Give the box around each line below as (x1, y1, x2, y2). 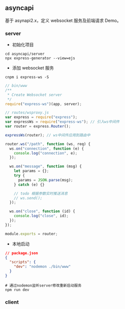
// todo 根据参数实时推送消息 (14, 191, 68, 196)
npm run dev (5, 287, 29, 292)
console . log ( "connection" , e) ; (14, 151, 78, 155)
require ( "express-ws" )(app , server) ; (5, 101, 82, 107)
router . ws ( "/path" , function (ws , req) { (5, 141, 91, 146)
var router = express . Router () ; (5, 124, 71, 129)
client (5, 298, 19, 305)
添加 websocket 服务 (12, 65, 54, 71)
